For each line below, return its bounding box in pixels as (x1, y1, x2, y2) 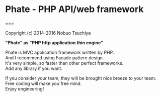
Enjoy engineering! (5, 85, 44, 91)
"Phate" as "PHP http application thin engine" (5, 39, 103, 46)
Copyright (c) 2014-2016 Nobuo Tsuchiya (5, 30, 91, 36)
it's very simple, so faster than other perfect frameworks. (5, 60, 124, 66)
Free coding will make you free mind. (5, 80, 82, 86)
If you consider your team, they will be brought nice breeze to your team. (5, 75, 156, 81)
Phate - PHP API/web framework (5, 4, 144, 15)
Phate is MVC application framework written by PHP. (5, 49, 114, 55)
